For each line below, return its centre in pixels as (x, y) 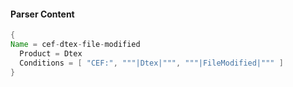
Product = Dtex (51, 53)
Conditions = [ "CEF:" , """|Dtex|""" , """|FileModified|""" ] (151, 63)
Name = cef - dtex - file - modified (75, 45)
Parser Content (42, 14)
